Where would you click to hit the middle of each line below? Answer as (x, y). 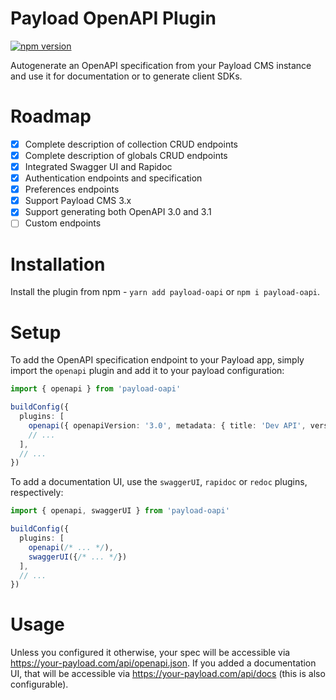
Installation (58, 264)
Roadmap (51, 116)
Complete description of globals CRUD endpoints (126, 155)
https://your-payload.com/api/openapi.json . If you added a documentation (163, 663)
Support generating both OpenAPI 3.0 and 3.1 (118, 212)
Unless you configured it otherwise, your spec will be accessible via (150, 653)
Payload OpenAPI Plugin (113, 18)
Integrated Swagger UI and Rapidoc (98, 166)
